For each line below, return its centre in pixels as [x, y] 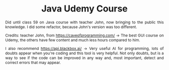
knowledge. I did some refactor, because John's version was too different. [71, 27]
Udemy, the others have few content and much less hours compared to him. [73, 40]
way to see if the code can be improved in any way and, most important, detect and [84, 58]
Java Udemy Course [84, 9]
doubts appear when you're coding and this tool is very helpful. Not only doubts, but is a [84, 53]
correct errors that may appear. [33, 62]
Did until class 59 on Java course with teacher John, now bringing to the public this [84, 22]
